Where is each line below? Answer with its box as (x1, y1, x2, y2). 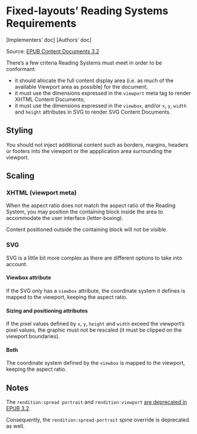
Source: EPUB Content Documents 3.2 (6, 47, 100, 54)
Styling (6, 125, 34, 135)
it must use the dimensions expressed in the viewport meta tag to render (14, 89, 191, 96)
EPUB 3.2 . (6, 405, 31, 412)
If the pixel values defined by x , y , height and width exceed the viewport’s (6, 320, 185, 328)
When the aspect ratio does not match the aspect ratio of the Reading (6, 202, 176, 209)
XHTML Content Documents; (14, 96, 86, 103)
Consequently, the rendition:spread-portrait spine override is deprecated (6, 416, 189, 423)
